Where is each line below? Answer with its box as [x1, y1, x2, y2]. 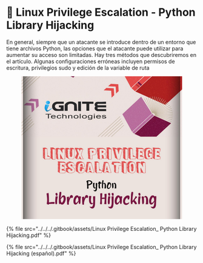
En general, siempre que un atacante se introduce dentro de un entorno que [6, 38, 196, 45]
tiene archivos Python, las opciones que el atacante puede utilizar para [6, 45, 184, 52]
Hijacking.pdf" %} [6, 231, 52, 239]
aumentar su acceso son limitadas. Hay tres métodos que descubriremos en [6, 51, 197, 58]
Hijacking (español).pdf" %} [6, 250, 76, 257]
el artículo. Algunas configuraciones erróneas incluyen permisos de [6, 58, 175, 65]
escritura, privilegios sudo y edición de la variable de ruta [6, 64, 150, 72]
